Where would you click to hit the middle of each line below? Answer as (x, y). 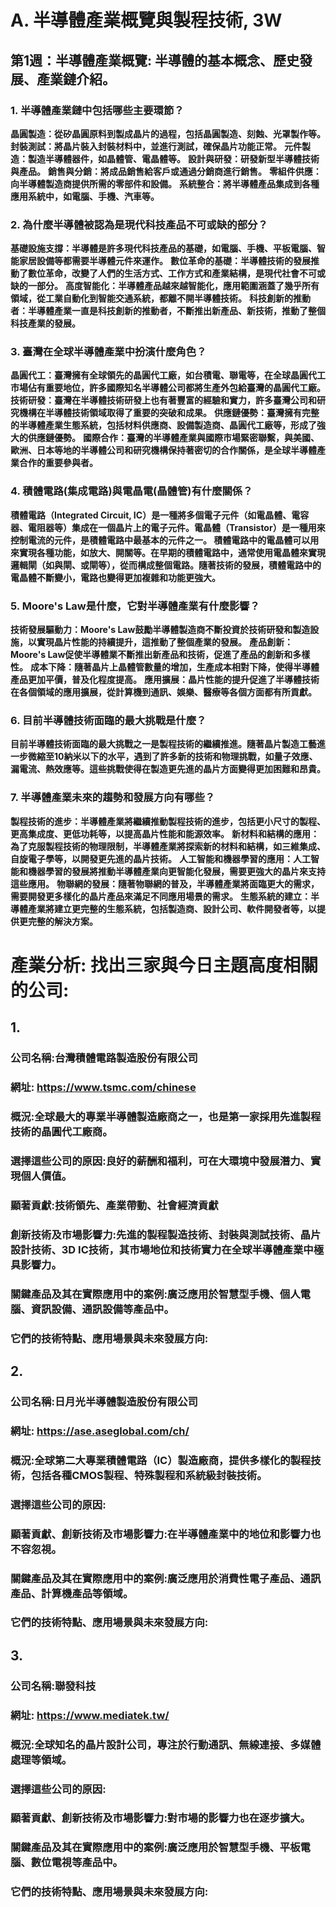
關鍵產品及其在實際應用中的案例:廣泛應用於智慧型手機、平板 (155, 1848)
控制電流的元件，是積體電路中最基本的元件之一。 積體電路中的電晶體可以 (160, 540)
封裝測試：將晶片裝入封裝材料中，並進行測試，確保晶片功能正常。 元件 (156, 146)
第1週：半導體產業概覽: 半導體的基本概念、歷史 (155, 60)
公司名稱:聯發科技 (53, 1686)
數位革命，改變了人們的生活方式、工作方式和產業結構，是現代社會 (163, 273)
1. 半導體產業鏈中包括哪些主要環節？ (97, 110)
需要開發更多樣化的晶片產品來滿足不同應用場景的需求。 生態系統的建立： (160, 896)
